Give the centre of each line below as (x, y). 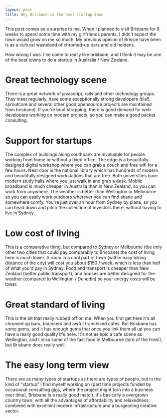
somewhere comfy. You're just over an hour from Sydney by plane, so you (81, 202)
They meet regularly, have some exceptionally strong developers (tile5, (78, 99)
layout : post (19, 10)
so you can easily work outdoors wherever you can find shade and (74, 197)
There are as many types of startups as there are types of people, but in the (83, 379)
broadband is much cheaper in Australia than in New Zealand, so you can (81, 186)
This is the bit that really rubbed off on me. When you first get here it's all (80, 318)
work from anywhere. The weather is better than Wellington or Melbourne (81, 192)
